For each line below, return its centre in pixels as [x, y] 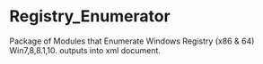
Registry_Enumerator [90, 16]
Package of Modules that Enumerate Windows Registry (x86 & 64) [132, 41]
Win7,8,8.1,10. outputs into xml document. [85, 50]
